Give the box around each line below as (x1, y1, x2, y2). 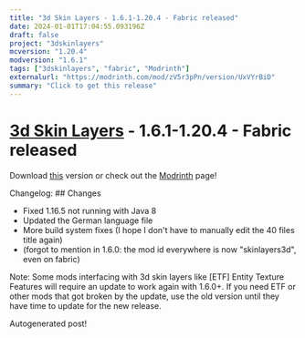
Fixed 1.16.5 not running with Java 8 (22, 205, 157, 216)
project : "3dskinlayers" (9, 38, 104, 48)
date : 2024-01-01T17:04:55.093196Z (9, 22, 145, 31)
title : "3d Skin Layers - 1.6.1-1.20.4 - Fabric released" (9, 13, 239, 23)
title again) (22, 234, 63, 245)
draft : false (9, 30, 59, 39)
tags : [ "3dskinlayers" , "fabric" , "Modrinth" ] (9, 65, 190, 74)
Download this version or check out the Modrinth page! (9, 169, 217, 180)
